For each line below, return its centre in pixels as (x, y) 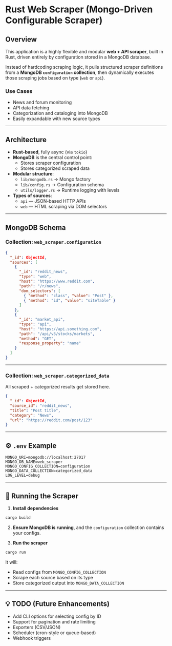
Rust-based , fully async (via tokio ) (50, 152)
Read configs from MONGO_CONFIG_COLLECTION (59, 572)
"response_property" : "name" (50, 343)
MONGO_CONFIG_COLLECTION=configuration (48, 466)
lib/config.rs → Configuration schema (62, 185)
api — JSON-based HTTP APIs (53, 201)
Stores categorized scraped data (55, 168)
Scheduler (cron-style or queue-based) (54, 633)
